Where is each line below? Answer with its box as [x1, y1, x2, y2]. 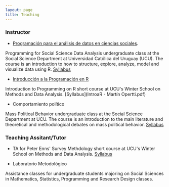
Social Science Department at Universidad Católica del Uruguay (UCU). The [5, 55, 163, 61]
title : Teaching [5, 12, 39, 17]
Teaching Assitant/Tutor [5, 134, 67, 141]
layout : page [5, 7, 33, 13]
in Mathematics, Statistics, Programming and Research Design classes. [5, 176, 153, 182]
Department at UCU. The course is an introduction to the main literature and [5, 116, 163, 122]
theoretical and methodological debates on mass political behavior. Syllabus [5, 121, 164, 127]
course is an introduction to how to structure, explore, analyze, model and [5, 61, 159, 67]
